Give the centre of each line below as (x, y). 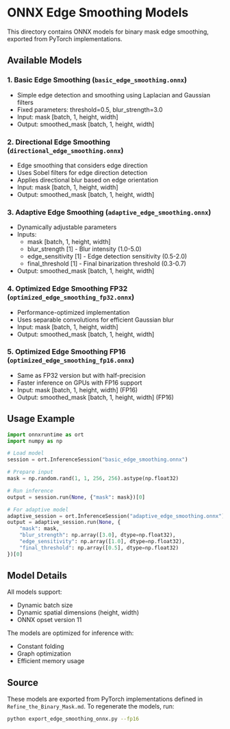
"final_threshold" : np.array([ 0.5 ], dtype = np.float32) (99, 548)
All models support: (35, 592)
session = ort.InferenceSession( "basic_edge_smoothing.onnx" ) (98, 460)
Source (23, 683)
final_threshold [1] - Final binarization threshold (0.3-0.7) (107, 264)
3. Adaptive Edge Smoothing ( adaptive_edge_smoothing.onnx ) (109, 212)
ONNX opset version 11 (49, 620)
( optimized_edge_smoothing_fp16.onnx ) (71, 360)
